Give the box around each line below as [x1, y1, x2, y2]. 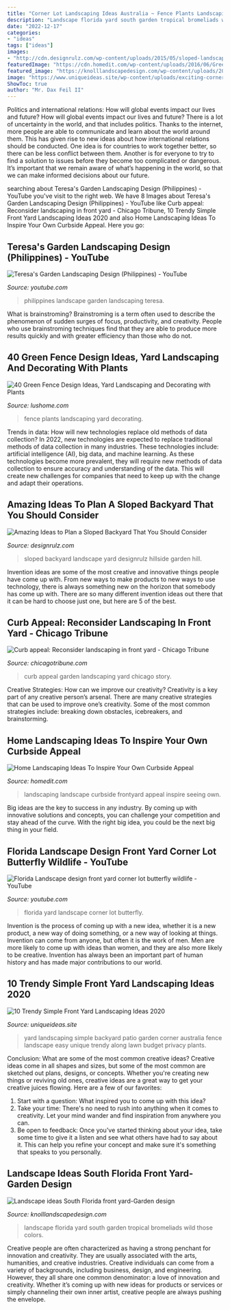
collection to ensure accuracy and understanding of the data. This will [7, 464, 204, 473]
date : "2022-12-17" [7, 23, 63, 30]
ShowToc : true [7, 80, 48, 87]
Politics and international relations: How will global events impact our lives [7, 106, 216, 114]
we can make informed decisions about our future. [7, 171, 150, 179]
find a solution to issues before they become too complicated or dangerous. [7, 157, 221, 165]
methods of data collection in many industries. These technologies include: [7, 442, 219, 451]
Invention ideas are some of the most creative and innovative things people [7, 567, 219, 576]
